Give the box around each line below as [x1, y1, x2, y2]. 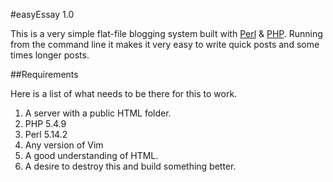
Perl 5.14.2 [24, 129, 68, 140]
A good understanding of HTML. [24, 150, 159, 161]
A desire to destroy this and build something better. [24, 160, 237, 172]
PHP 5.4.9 [24, 118, 67, 129]
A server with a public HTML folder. [24, 107, 172, 119]
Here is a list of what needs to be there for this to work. [10, 88, 238, 99]
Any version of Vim [24, 139, 104, 151]
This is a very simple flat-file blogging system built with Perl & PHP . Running [10, 28, 323, 39]
